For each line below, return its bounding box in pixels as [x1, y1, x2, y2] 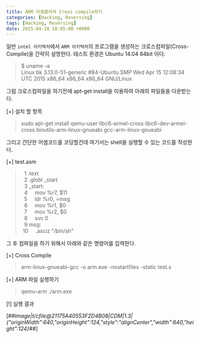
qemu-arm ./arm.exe [20, 288, 72, 295]
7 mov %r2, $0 [23, 208, 67, 215]
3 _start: [23, 183, 44, 190]
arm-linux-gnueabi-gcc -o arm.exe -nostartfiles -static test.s [20, 263, 172, 271]
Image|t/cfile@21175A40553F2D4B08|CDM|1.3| [14, 312, 133, 319]
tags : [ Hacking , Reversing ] [6, 20, 77, 26]
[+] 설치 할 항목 [6, 108, 43, 115]
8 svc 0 [23, 215, 49, 222]
